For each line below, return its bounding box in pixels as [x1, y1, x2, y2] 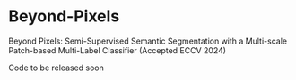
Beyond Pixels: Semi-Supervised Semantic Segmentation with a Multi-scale [8, 36, 288, 46]
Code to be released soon [8, 62, 105, 73]
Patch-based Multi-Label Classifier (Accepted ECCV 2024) [8, 44, 226, 55]
